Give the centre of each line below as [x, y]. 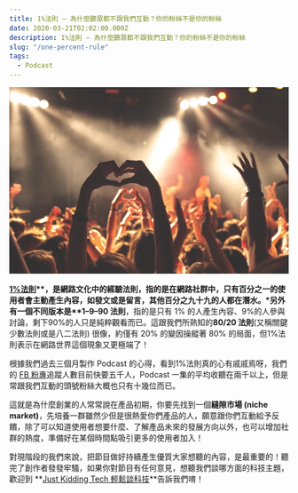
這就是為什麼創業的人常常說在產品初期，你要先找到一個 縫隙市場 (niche [139, 405]
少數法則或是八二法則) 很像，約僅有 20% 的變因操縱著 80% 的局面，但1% [144, 334]
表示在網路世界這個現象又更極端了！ [82, 345]
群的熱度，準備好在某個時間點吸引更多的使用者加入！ [106, 438]
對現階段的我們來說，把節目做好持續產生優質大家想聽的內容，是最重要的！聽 [149, 457]
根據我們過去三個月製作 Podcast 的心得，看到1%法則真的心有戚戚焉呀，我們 [149, 363]
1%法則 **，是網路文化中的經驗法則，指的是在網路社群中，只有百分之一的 [143, 289]
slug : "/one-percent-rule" [59, 47]
